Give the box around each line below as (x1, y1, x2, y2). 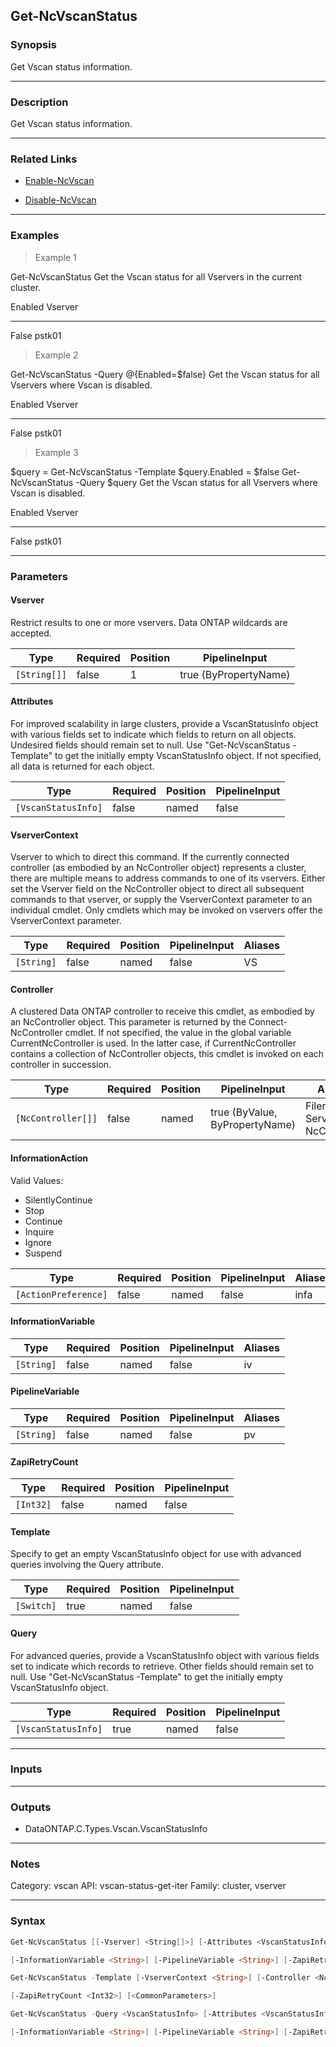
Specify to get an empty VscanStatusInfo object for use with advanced (10, 1548, 302, 1560)
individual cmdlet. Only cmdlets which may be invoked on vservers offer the (10, 904, 323, 916)
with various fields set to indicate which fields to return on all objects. (10, 728, 297, 740)
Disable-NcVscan (24, 194, 97, 206)
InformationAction (10, 1152, 89, 1164)
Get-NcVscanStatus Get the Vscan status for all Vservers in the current (10, 270, 303, 283)
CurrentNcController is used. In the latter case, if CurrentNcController (10, 1037, 297, 1049)
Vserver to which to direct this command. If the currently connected (10, 851, 290, 863)
